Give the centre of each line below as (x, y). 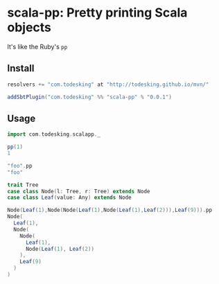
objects (29, 27)
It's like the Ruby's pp (37, 46)
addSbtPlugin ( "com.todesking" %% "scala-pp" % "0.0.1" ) (89, 97)
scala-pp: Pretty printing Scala (97, 13)
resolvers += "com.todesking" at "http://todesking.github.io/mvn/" (108, 85)
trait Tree (23, 185)
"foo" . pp (20, 166)
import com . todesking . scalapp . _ (54, 134)
